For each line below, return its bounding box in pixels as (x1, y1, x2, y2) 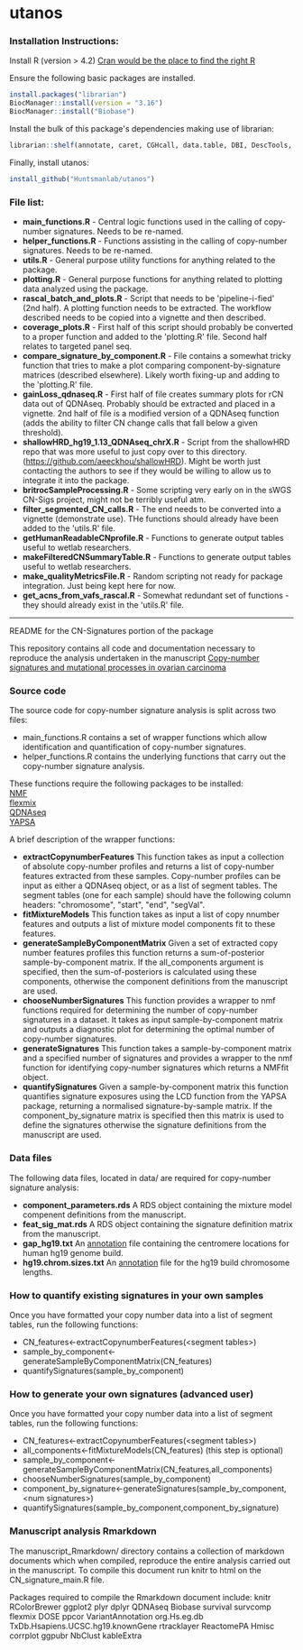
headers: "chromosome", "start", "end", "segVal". (22, 900, 206, 911)
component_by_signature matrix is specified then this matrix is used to (22, 1110, 284, 1121)
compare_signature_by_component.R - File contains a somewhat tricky (22, 351, 291, 362)
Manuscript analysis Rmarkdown (9, 1525, 157, 1537)
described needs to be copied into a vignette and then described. (22, 312, 266, 323)
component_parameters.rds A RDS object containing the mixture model (22, 1199, 293, 1210)
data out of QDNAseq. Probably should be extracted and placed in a (22, 399, 276, 409)
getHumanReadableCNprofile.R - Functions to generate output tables (22, 533, 284, 544)
